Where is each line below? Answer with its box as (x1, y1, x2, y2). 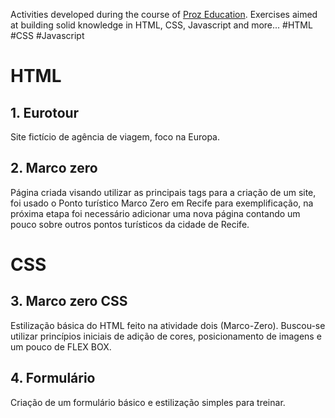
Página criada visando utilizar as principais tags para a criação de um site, (10, 186, 317, 198)
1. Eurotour (10, 104, 80, 121)
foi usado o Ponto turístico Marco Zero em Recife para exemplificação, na (10, 197, 314, 209)
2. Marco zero (10, 160, 98, 177)
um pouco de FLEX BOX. (10, 340, 112, 353)
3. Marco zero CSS (10, 293, 128, 310)
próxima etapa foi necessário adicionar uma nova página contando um (10, 207, 301, 219)
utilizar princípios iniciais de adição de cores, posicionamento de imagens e (10, 330, 322, 342)
